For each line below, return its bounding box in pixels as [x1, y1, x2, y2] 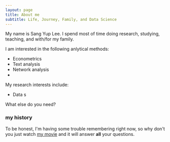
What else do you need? [5, 101, 56, 108]
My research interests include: [5, 82, 69, 88]
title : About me [5, 12, 40, 17]
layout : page [5, 7, 33, 13]
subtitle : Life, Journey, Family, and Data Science [5, 17, 117, 22]
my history [5, 114, 32, 121]
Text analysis [12, 61, 41, 67]
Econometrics [12, 56, 42, 62]
